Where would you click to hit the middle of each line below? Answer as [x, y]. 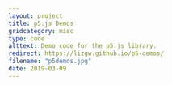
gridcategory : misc [41, 31]
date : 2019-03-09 [38, 69]
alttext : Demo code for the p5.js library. [83, 46]
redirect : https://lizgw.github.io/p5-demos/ [86, 53]
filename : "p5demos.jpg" [50, 62]
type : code [27, 38]
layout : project [36, 16]
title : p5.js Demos [41, 23]
